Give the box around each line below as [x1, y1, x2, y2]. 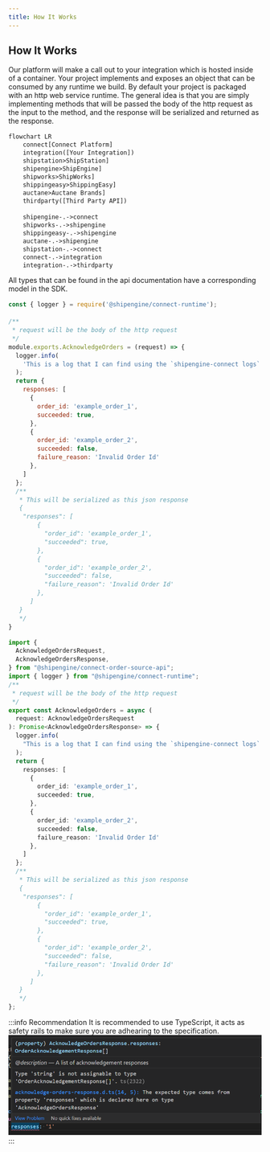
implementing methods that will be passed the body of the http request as [8, 99, 253, 109]
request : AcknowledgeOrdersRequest [15, 715, 135, 723]
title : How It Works [8, 13, 78, 21]
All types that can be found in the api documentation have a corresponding [8, 276, 256, 285]
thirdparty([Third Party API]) [22, 197, 128, 205]
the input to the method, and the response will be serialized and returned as [8, 108, 260, 117]
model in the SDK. [8, 284, 68, 293]
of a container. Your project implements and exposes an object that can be [8, 73, 256, 84]
